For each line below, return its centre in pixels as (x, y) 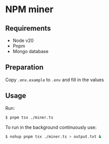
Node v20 (23, 40)
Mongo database (31, 51)
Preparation (24, 67)
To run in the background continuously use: (51, 127)
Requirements (28, 28)
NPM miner (29, 9)
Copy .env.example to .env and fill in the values (55, 80)
